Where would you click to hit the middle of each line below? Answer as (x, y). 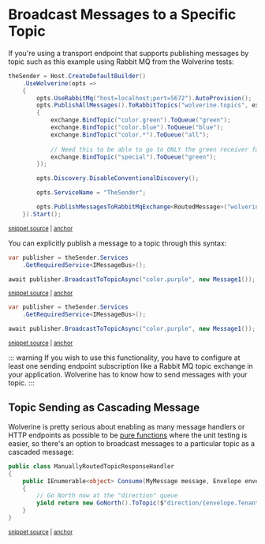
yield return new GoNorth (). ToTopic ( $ (100, 503)
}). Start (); (42, 214)
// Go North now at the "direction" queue (107, 496)
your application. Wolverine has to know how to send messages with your (128, 375)
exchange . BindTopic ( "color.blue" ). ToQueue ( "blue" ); (137, 128)
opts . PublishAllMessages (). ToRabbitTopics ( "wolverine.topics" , (142, 105)
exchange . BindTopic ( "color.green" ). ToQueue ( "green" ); (140, 120)
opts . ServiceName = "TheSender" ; (91, 193)
